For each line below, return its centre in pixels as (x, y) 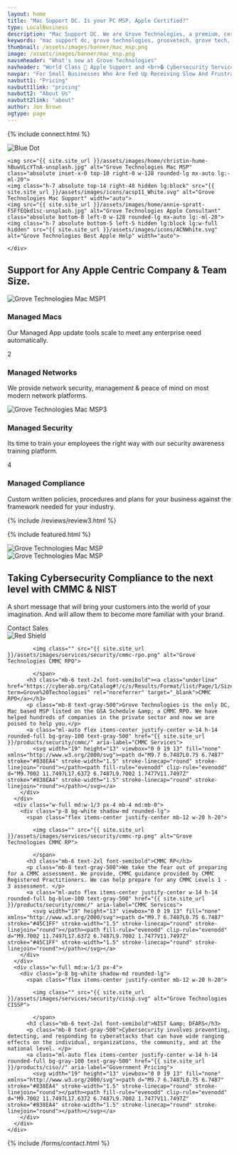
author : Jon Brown (34, 107)
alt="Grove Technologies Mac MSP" (141, 167)
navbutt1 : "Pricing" (38, 80)
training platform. (33, 451)
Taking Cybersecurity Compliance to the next (110, 578)
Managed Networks (42, 372)
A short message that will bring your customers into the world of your (109, 606)
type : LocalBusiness (38, 27)
